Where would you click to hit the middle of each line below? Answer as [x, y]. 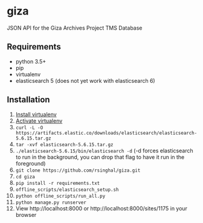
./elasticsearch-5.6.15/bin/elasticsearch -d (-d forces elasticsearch [104, 150]
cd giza [25, 176]
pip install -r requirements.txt [58, 183]
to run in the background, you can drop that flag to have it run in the [100, 157]
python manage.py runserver [51, 202]
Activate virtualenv [39, 121]
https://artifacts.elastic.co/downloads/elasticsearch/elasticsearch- [106, 133]
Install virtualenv [36, 114]
